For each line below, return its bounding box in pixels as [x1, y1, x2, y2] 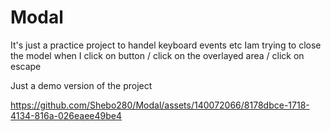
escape [10, 60, 42, 72]
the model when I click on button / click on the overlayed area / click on [10, 49, 305, 61]
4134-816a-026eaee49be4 [10, 109, 122, 121]
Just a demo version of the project [10, 79, 153, 91]
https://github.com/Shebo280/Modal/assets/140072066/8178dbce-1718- [10, 99, 310, 111]
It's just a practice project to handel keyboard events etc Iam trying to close [10, 39, 322, 51]
